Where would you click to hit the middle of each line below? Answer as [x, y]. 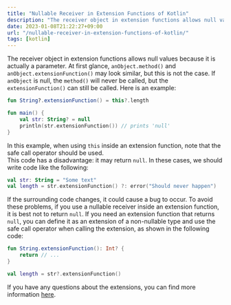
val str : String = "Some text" [52, 180]
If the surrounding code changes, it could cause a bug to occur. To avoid [110, 200]
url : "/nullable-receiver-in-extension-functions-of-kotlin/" [98, 33]
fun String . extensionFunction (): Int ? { [66, 249]
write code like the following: [48, 167]
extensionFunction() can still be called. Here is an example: [92, 88]
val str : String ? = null [55, 119]
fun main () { [26, 113]
